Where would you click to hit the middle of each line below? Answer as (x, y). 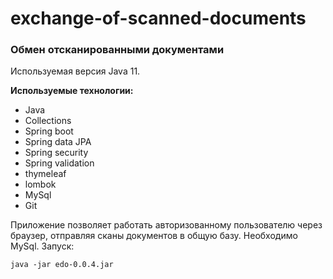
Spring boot (49, 131)
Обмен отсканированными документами (117, 50)
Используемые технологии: (72, 91)
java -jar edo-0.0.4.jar (62, 265)
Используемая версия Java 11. (75, 71)
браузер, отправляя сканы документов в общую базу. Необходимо (154, 236)
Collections (48, 121)
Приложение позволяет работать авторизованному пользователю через (166, 225)
